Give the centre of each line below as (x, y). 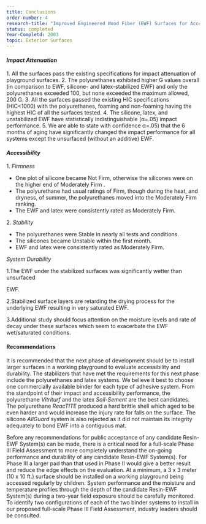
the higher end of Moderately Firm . (60, 185)
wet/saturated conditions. (39, 333)
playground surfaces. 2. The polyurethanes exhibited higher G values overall (103, 80)
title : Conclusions (31, 12)
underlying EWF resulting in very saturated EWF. (67, 308)
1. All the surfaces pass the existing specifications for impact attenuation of (101, 73)
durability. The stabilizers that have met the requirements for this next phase (103, 373)
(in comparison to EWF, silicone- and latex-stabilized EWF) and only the (97, 87)
